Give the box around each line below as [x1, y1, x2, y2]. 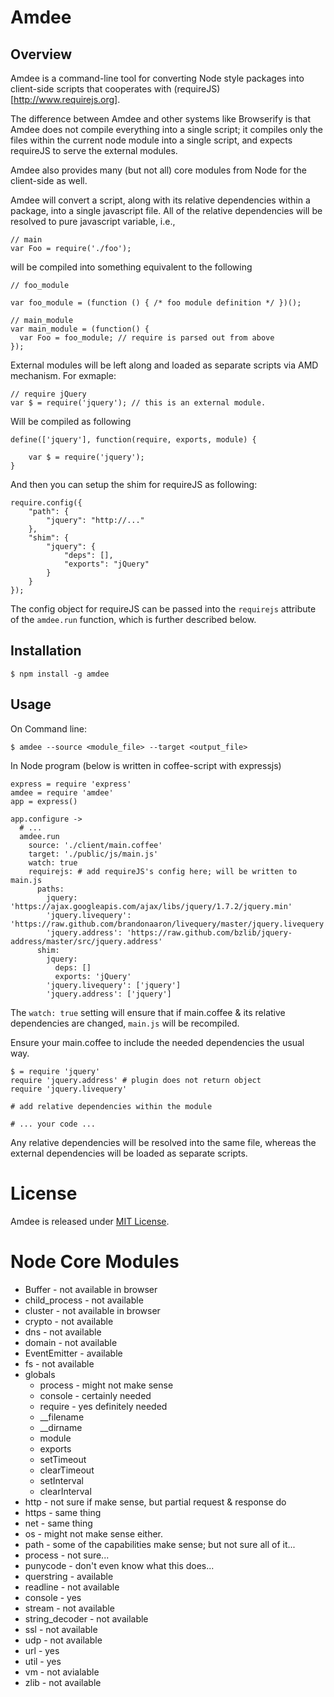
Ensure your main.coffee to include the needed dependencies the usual [10, 1036, 305, 1048]
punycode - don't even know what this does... [24, 1559, 215, 1571]
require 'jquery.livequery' [10, 1084, 128, 1094]
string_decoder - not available [24, 1612, 149, 1625]
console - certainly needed [39, 1389, 152, 1401]
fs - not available [24, 1357, 95, 1370]
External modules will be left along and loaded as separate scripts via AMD [10, 359, 319, 371]
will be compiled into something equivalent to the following [10, 261, 253, 273]
